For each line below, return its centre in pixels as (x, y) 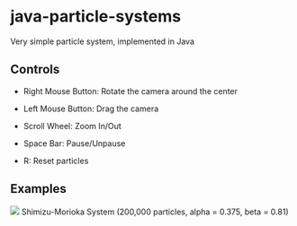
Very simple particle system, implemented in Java (103, 41)
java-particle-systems (96, 17)
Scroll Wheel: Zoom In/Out (72, 126)
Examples (38, 189)
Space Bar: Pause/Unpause (74, 143)
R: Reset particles (56, 161)
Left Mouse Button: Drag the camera (91, 109)
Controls (35, 70)
